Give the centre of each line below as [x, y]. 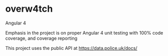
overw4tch [29, 9]
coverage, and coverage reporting [41, 38]
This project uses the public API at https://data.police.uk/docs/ [71, 48]
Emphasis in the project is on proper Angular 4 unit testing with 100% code [84, 33]
